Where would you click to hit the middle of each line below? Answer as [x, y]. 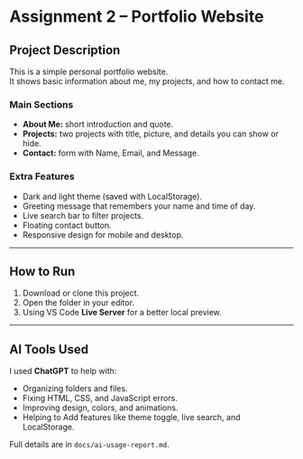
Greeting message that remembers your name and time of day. [139, 206]
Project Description [65, 50]
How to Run [42, 272]
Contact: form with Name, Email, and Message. [111, 153]
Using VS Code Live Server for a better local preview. [122, 313]
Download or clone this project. [81, 293]
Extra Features [42, 176]
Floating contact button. [67, 225]
